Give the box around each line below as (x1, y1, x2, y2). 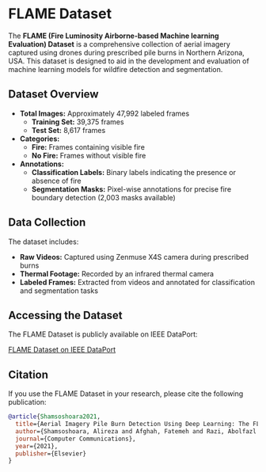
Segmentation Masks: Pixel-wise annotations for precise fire (31, 184, 232, 194)
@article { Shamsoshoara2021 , (8, 413, 101, 421)
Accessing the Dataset (8, 308, 123, 322)
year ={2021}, (15, 442, 59, 450)
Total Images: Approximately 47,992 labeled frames (19, 108, 190, 118)
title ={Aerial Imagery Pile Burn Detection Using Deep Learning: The (15, 421, 249, 428)
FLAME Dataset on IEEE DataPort (8, 345, 116, 355)
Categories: (19, 134, 60, 143)
